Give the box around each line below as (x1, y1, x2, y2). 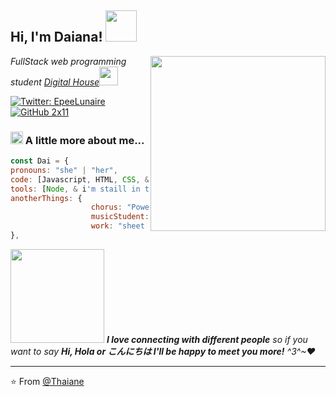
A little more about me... (24, 133, 145, 147)
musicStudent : (90, 212, 150, 222)
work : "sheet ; (90, 221, 222, 231)
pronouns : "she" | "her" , (10, 165, 118, 175)
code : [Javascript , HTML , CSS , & (10, 174, 150, 185)
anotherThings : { (10, 193, 83, 203)
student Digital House (10, 76, 100, 88)
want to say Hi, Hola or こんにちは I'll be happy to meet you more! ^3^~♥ (10, 345, 316, 357)
